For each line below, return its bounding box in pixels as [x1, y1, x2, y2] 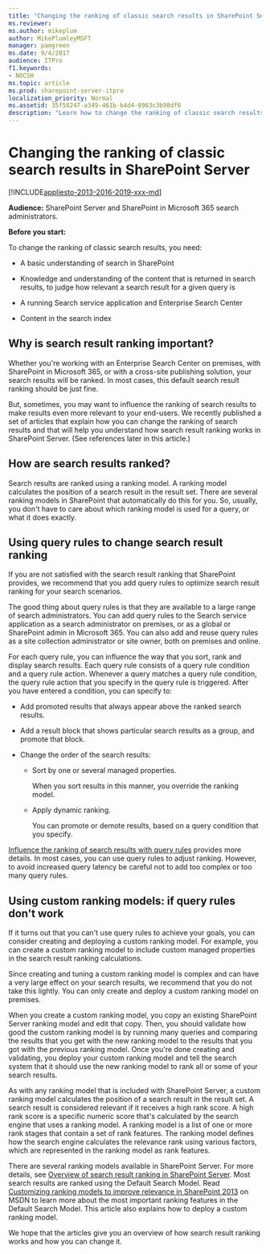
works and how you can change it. [8, 1236, 123, 1247]
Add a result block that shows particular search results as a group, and [19, 726, 255, 736]
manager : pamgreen [8, 42, 70, 50]
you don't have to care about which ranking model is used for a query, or [8, 504, 250, 513]
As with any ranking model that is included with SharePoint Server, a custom [8, 1086, 261, 1096]
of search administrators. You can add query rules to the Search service [8, 611, 247, 620]
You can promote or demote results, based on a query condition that [31, 821, 259, 831]
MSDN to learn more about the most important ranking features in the [8, 1195, 239, 1205]
